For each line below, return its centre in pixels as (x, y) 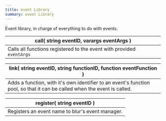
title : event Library (27, 10)
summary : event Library (30, 14)
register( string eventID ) (65, 103)
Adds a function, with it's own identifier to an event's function (79, 82)
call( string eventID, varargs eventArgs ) (83, 40)
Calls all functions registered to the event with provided (72, 49)
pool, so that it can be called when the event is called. (70, 88)
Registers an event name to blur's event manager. (65, 111)
